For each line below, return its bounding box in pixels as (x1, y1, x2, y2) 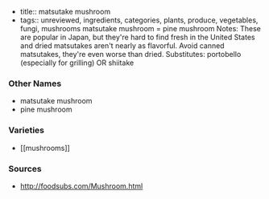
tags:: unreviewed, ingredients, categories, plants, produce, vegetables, (19, 15, 259, 25)
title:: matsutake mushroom (19, 7, 111, 16)
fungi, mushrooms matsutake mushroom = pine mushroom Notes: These (19, 24, 262, 33)
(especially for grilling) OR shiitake (19, 58, 134, 67)
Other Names (8, 78, 62, 89)
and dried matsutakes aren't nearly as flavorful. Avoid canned (19, 41, 225, 51)
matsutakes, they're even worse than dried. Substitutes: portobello (19, 50, 242, 59)
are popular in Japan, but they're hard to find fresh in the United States (19, 32, 255, 42)
